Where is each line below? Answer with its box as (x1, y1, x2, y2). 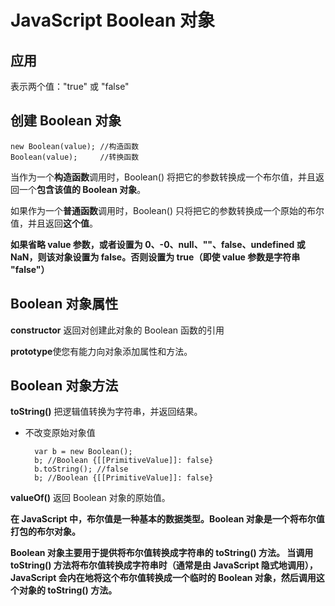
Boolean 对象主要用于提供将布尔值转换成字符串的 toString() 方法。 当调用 (10, 547, 314, 559)
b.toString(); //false (34, 464, 129, 475)
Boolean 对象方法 (10, 377, 119, 395)
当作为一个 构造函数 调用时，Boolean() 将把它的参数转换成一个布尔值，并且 (10, 171, 316, 183)
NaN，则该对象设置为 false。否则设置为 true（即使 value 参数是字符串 (10, 251, 301, 263)
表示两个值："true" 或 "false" (10, 81, 130, 92)
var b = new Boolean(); (34, 447, 133, 457)
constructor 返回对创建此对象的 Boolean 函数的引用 (10, 324, 225, 336)
